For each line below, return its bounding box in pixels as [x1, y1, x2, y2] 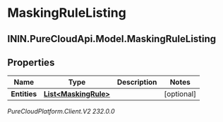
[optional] [164, 89, 196, 99]
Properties [7, 56, 55, 68]
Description [116, 77, 157, 87]
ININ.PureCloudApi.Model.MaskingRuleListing [7, 33, 217, 45]
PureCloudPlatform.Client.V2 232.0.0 [7, 107, 115, 116]
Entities [11, 89, 37, 99]
